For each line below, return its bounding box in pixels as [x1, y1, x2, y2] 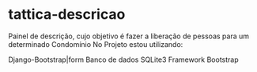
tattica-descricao [8, 5, 126, 23]
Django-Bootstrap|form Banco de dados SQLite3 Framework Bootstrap [8, 55, 239, 64]
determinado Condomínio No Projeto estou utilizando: [8, 39, 183, 49]
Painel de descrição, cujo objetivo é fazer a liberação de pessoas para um [8, 31, 250, 41]
